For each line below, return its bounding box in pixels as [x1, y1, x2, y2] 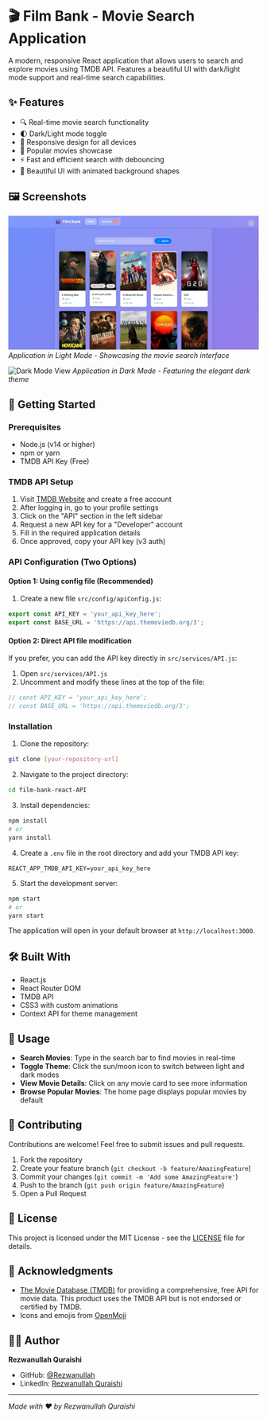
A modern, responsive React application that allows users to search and [8, 56, 244, 65]
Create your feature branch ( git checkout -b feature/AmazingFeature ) [19, 1163, 252, 1172]
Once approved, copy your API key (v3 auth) [19, 537, 166, 546]
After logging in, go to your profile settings [19, 503, 159, 512]
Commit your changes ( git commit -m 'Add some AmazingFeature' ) [19, 1172, 238, 1181]
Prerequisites [8, 422, 61, 433]
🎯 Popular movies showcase [19, 146, 113, 155]
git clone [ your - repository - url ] [8, 756, 119, 764]
